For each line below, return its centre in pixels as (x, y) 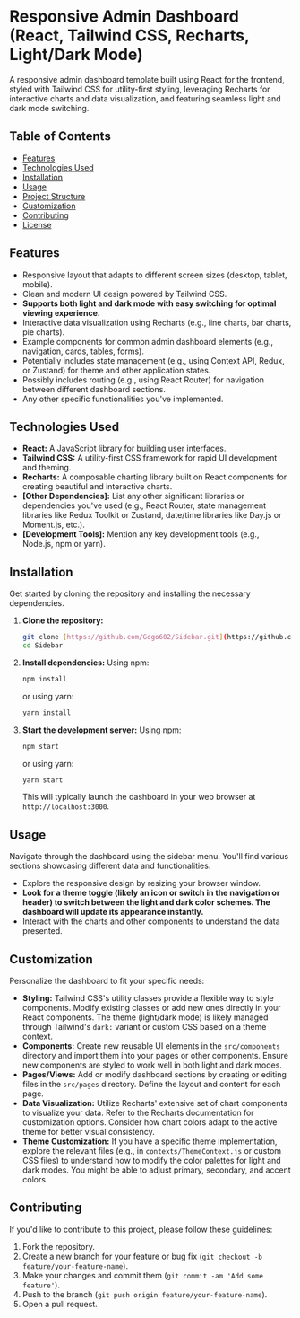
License (37, 224)
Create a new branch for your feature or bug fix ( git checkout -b (142, 1256)
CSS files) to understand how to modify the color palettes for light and (151, 1161)
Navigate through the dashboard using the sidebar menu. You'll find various (149, 857)
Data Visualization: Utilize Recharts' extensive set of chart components (155, 1103)
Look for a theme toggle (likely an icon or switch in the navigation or (151, 893)
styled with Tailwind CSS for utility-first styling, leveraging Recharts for (140, 89)
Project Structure (54, 196)
